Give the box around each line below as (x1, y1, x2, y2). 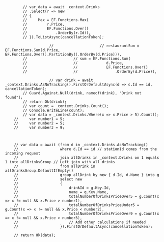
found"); (5, 95, 23, 100)
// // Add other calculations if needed (14, 220, 146, 225)
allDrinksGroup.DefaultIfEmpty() (5, 168, 74, 173)
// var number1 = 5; (14, 117, 65, 121)
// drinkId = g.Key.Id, (14, 185, 111, 190)
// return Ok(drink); (23, 99, 67, 104)
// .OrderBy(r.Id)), (23, 30, 91, 35)
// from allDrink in (14, 164, 96, 169)
